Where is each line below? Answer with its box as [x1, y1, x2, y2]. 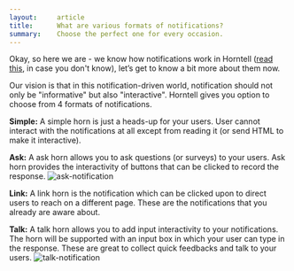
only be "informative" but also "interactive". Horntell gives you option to [9, 89, 270, 100]
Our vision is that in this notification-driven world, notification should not [9, 81, 273, 91]
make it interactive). [9, 135, 81, 146]
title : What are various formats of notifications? [9, 21, 224, 30]
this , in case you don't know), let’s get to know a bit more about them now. [9, 63, 281, 74]
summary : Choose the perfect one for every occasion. [9, 29, 224, 38]
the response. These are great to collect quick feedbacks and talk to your [9, 243, 277, 253]
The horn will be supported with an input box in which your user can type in [9, 234, 285, 244]
